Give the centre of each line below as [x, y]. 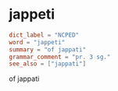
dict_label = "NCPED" [44, 35]
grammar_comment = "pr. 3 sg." [60, 57]
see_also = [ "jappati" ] [48, 64]
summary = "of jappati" [48, 49]
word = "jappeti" [37, 42]
